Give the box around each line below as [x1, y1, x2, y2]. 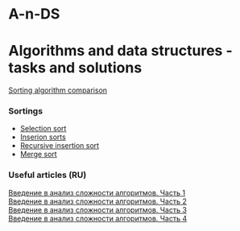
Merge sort [19, 150, 58, 159]
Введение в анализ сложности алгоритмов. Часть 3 [8, 204, 188, 214]
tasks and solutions [8, 59, 143, 77]
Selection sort [19, 124, 67, 134]
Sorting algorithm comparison [8, 85, 107, 95]
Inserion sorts [19, 132, 66, 142]
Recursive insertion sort [19, 141, 99, 151]
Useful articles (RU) [8, 170, 87, 181]
